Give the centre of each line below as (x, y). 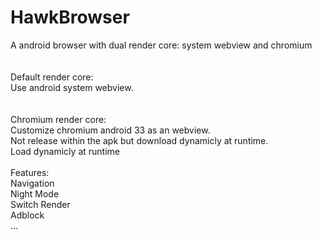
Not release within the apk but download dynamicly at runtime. (139, 140)
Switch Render (40, 204)
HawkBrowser (70, 17)
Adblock (27, 215)
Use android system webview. (72, 87)
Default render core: (52, 77)
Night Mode (35, 193)
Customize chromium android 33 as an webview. (110, 130)
